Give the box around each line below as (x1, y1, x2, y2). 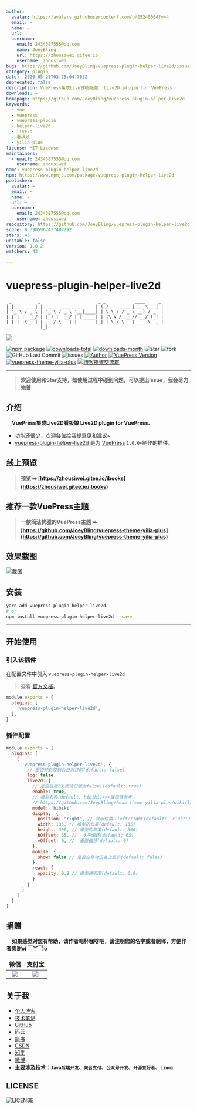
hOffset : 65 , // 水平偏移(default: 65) (37, 833, 134, 838)
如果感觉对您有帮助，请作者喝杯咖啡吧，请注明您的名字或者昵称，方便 (11, 938, 182, 945)
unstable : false (6, 238, 46, 244)
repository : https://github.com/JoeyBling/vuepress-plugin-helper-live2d (6, 221, 191, 227)
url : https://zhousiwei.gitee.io (16, 52, 98, 58)
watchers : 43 (6, 249, 38, 255)
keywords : (6, 101, 30, 107)
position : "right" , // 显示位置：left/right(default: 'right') (37, 816, 191, 822)
